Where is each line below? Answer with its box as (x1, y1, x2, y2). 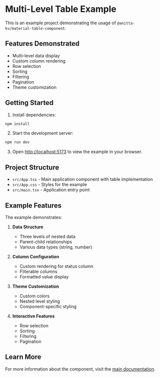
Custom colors (19, 293, 50, 299)
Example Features (5, 201, 62, 210)
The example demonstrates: (5, 214, 62, 220)
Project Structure (5, 163, 59, 171)
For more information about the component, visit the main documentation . (5, 366, 156, 372)
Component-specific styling (19, 303, 77, 309)
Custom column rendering (12, 58, 66, 64)
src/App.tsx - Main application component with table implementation (12, 176, 153, 182)
